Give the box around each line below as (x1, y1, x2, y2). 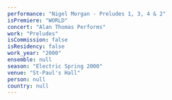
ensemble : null (7, 56, 52, 63)
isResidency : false (7, 43, 65, 50)
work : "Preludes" (7, 30, 59, 37)
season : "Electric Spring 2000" (7, 63, 103, 70)
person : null (7, 75, 46, 83)
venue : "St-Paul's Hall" (7, 69, 81, 76)
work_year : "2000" (7, 50, 62, 57)
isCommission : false (7, 37, 69, 44)
